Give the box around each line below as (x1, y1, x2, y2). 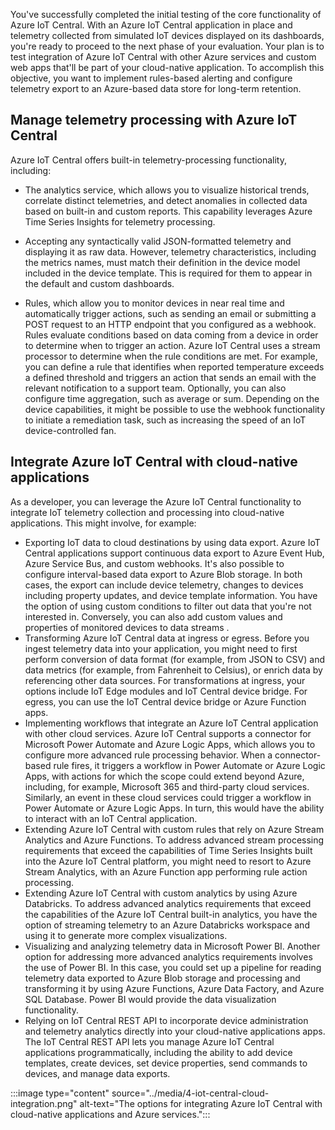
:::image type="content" (10, 1087, 110, 1099)
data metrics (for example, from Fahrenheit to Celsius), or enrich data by (24, 664, 323, 676)
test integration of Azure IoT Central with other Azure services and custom (10, 51, 317, 63)
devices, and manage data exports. (24, 1067, 171, 1079)
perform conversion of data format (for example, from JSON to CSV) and (24, 653, 326, 665)
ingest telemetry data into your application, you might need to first (24, 642, 298, 654)
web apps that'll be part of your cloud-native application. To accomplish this (10, 62, 325, 73)
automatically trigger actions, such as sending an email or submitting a (24, 307, 317, 319)
